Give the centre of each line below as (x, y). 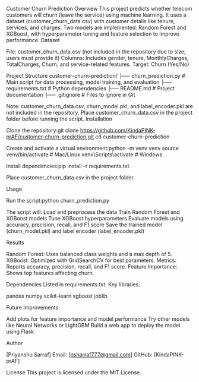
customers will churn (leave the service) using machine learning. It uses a (96, 15)
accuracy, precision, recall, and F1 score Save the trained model (84, 225)
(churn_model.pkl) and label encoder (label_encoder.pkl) (75, 231)
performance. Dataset (33, 40)
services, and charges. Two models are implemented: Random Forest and (96, 27)
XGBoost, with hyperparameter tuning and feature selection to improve (93, 34)
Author (15, 343)
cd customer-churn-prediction (132, 137)
